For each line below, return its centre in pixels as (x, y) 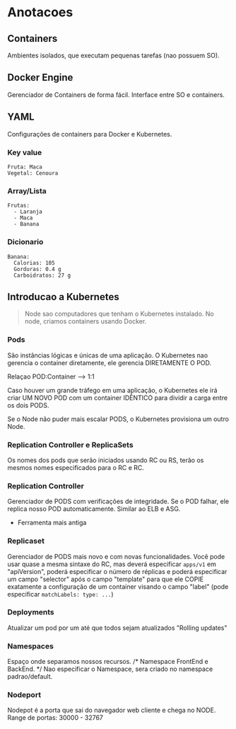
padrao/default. (30, 677)
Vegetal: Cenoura (33, 173)
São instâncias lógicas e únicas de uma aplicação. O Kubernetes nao (108, 355)
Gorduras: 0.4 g (37, 269)
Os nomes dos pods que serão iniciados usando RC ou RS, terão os (106, 460)
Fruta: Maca (25, 167)
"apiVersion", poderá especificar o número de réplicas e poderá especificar (117, 571)
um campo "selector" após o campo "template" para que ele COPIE (105, 579)
